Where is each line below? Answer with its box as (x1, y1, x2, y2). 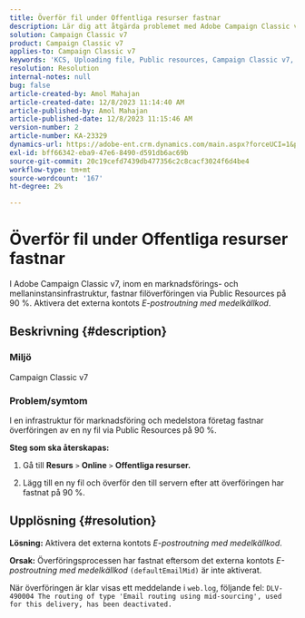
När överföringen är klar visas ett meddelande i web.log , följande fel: (9, 582, 265, 593)
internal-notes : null (9, 73, 92, 82)
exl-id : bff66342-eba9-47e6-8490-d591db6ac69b (9, 148, 189, 157)
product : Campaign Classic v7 (9, 38, 124, 48)
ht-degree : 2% (9, 182, 64, 191)
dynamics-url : (9, 140, 64, 149)
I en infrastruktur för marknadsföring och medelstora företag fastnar (9, 415, 264, 427)
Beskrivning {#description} (9, 324, 168, 339)
